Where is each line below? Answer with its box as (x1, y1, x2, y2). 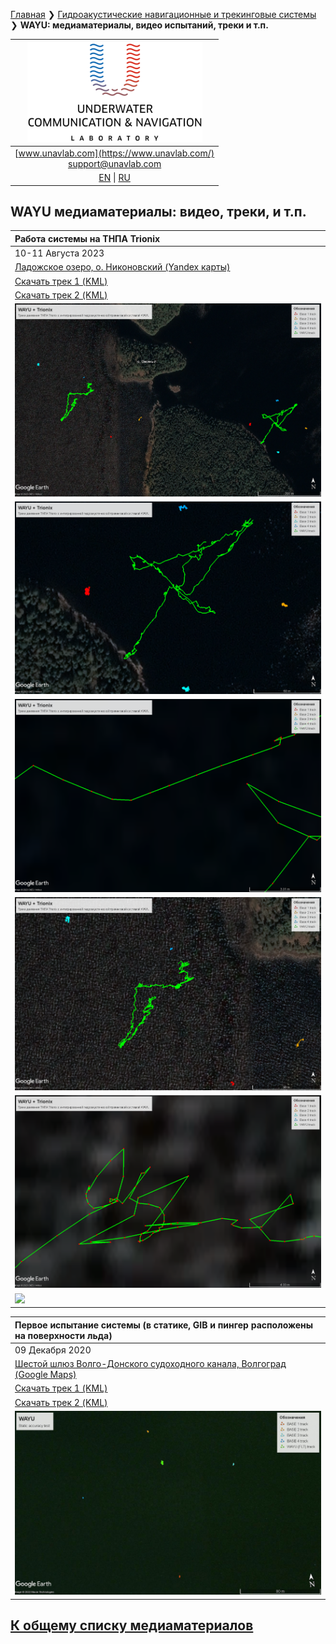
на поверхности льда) (14, 1329, 113, 1341)
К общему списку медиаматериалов (10, 1617, 254, 1634)
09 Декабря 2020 (14, 1344, 92, 1356)
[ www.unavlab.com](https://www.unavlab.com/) (14, 147, 215, 159)
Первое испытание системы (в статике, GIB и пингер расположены (14, 1319, 314, 1331)
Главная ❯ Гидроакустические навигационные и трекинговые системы (10, 9, 317, 20)
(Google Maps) (14, 1369, 77, 1381)
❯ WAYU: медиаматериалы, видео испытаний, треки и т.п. (10, 19, 269, 31)
